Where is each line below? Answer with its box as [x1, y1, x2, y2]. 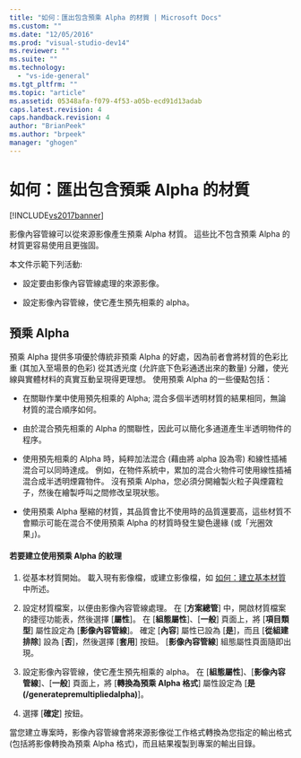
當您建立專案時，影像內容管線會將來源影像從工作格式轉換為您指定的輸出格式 [9, 727, 292, 737]
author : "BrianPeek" [9, 122, 87, 131]
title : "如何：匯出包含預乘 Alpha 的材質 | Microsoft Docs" [9, 13, 222, 22]
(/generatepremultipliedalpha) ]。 [21, 688, 150, 700]
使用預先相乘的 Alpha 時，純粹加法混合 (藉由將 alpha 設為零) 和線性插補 [21, 453, 288, 464]
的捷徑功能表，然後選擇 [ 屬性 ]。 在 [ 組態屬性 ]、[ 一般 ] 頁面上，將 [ [21, 614, 266, 624]
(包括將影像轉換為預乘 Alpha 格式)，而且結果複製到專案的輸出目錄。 [9, 737, 261, 749]
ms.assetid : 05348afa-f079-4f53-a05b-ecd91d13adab [9, 96, 202, 106]
